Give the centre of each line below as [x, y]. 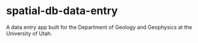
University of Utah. [29, 33]
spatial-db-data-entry [62, 11]
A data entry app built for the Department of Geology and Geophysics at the [99, 27]
